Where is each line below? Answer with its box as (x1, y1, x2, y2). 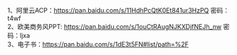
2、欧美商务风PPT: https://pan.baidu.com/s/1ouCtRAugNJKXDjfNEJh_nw (7, 23, 222, 30)
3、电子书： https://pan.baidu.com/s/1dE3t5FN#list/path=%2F (7, 40, 189, 48)
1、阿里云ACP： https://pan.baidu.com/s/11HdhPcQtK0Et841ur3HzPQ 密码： (7, 6, 230, 14)
